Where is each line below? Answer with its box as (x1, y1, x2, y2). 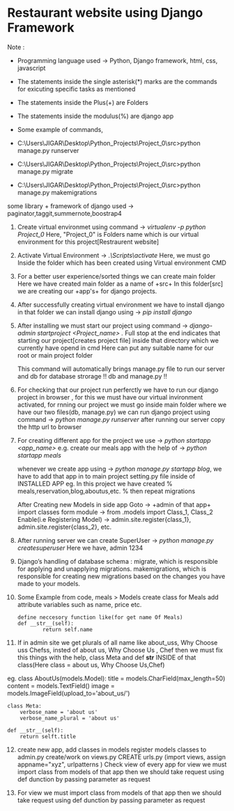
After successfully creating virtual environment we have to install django (17, 300, 225, 309)
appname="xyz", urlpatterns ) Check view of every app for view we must (17, 760, 227, 768)
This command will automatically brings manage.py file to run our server (17, 365, 225, 373)
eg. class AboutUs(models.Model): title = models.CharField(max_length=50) (7, 674, 226, 682)
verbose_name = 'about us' (19, 708, 98, 715)
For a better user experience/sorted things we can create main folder (17, 272, 216, 280)
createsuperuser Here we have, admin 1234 (17, 543, 143, 552)
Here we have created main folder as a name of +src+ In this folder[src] (17, 279, 224, 288)
